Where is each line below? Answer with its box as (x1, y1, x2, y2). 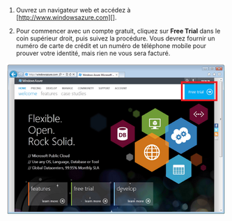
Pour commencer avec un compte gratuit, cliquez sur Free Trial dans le (15, 27, 221, 35)
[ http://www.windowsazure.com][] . (15, 13, 117, 22)
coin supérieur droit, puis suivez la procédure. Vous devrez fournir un (15, 34, 216, 43)
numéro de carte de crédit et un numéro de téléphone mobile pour (15, 42, 206, 49)
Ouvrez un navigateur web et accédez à (15, 6, 131, 14)
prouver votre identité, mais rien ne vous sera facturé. (15, 49, 171, 57)
